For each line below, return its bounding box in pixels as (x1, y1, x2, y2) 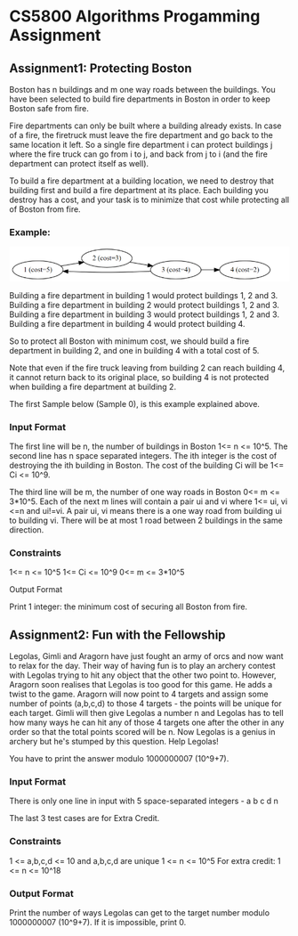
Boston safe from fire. (9, 103, 89, 113)
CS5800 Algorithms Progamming (9, 6, 261, 27)
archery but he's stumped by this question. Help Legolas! (9, 737, 220, 747)
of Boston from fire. (9, 204, 82, 215)
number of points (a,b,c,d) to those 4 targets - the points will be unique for (9, 698, 282, 709)
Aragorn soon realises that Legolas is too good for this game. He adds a (9, 680, 273, 690)
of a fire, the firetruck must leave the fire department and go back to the (9, 130, 273, 140)
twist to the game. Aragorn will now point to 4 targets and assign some (9, 688, 269, 700)
